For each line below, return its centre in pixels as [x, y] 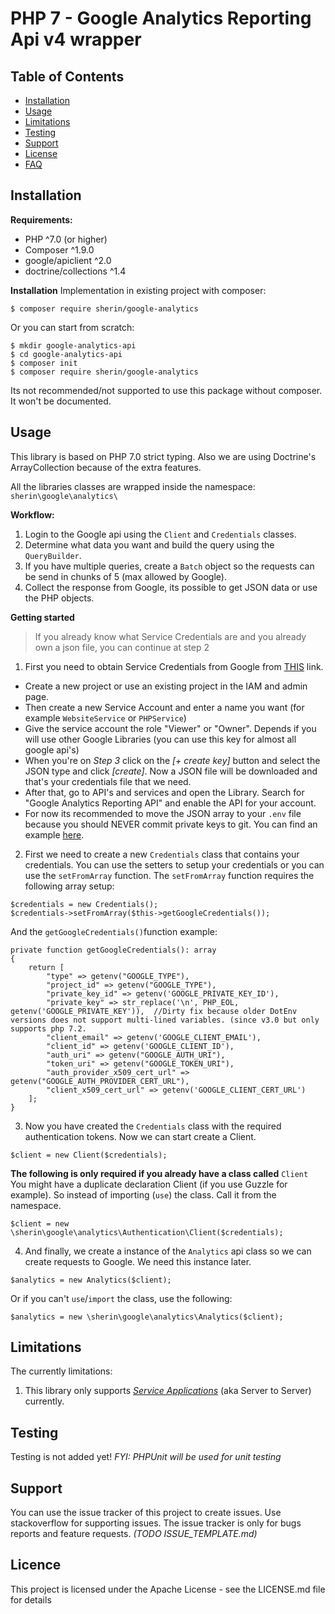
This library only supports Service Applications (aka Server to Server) [168, 1391]
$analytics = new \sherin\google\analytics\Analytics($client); [147, 1317]
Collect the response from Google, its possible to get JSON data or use [171, 587]
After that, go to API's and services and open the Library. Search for [164, 792]
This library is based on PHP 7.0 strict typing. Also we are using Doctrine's [163, 456]
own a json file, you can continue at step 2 [122, 647]
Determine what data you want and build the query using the [149, 544]
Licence [36, 1565]
